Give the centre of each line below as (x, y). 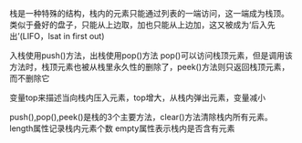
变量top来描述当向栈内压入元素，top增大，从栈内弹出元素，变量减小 (138, 97)
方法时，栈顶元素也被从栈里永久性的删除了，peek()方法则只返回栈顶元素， (150, 67)
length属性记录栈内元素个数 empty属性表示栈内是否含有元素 (122, 128)
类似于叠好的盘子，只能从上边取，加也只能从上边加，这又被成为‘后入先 (142, 25)
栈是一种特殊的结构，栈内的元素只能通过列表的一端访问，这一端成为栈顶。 (149, 13)
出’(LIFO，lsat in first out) (57, 36)
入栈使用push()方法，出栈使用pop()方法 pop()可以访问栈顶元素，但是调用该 (151, 56)
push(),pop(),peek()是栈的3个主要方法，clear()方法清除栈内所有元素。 (141, 117)
